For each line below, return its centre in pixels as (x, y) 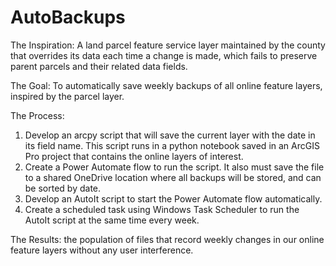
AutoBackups (68, 17)
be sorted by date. (63, 188)
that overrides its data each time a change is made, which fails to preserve (164, 55)
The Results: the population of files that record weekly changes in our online (167, 239)
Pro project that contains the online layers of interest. (134, 156)
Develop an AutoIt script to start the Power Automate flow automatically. (173, 198)
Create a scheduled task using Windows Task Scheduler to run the (162, 209)
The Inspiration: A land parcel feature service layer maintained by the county (168, 45)
